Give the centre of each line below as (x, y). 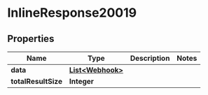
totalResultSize (37, 81)
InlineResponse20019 (72, 13)
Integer (82, 81)
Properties (31, 39)
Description (150, 58)
